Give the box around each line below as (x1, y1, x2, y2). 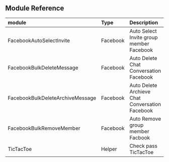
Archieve (129, 88, 151, 95)
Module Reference (5, 4, 64, 13)
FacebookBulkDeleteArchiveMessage (8, 94, 97, 101)
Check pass (129, 142, 157, 149)
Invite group (129, 34, 158, 41)
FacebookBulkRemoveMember (8, 125, 80, 132)
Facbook (129, 134, 150, 141)
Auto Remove (129, 115, 161, 122)
